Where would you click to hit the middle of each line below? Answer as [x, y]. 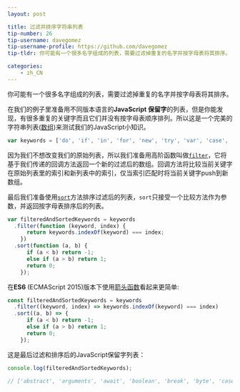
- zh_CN [31, 73]
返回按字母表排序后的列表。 [67, 206]
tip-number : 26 [30, 33]
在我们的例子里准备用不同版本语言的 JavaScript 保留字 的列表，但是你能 [112, 109]
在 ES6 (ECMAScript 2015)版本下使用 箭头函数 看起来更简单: [94, 287]
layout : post [27, 14]
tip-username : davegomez [44, 40]
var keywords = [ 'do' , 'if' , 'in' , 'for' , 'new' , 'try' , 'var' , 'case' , [118, 140]
